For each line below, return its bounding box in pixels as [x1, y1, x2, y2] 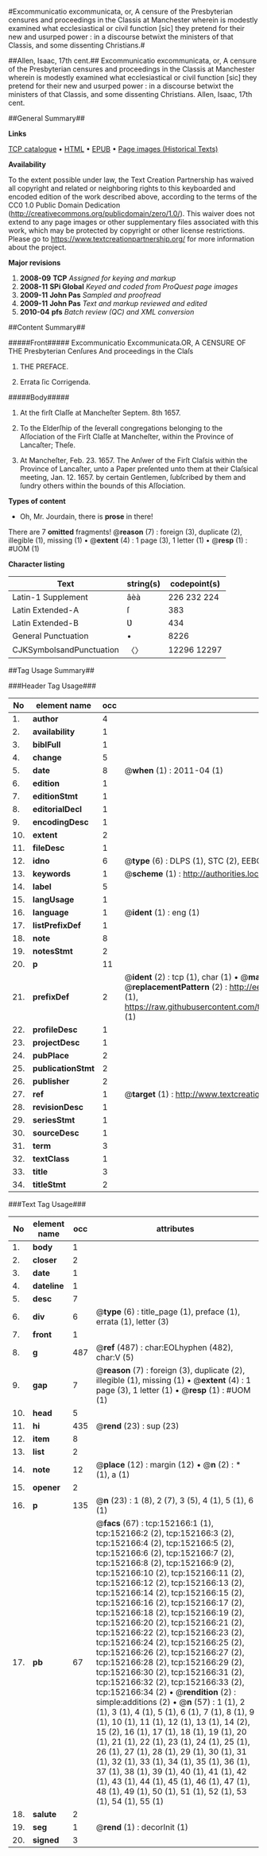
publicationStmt [33, 1063, 95, 1073]
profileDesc [33, 1024, 78, 1035]
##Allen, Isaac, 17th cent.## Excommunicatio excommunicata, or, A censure [8, 56, 257, 65]
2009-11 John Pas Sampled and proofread [19, 290, 161, 300]
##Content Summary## [8, 323, 86, 332]
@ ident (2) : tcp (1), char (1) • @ [124, 972, 249, 982]
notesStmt [33, 945, 73, 957]
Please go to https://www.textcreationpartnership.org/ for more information [8, 234, 255, 243]
